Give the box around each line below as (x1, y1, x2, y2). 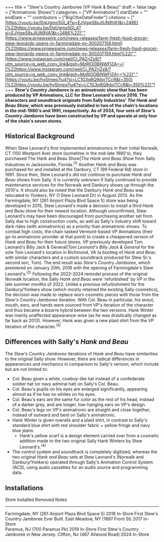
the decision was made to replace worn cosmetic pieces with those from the (5, 292, 159, 298)
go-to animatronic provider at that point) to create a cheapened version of (5, 234, 154, 240)
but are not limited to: (5, 366, 48, 372)
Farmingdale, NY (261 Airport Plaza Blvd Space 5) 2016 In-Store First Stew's (5, 511, 159, 517)
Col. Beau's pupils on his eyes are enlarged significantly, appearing (12, 386, 147, 392)
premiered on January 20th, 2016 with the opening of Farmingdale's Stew (5, 265, 154, 271)
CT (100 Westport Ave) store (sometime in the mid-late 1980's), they (5, 150, 143, 156)
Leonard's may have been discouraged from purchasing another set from (5, 213, 153, 219)
